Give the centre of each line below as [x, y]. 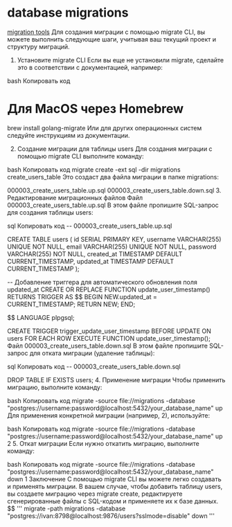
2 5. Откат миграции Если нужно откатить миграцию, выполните [103, 443]
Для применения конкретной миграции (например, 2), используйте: [108, 415]
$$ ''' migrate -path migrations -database [66, 508]
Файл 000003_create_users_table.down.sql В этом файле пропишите [107, 346]
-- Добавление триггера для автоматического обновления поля [102, 282]
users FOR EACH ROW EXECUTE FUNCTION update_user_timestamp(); [109, 338]
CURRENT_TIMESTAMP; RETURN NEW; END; [71, 304]
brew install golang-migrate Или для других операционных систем [105, 128]
